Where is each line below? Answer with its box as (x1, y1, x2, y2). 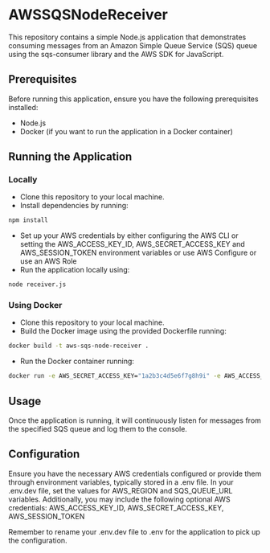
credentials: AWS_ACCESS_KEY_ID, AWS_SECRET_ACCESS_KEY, (8, 502, 224, 512)
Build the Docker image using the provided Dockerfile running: (19, 326, 227, 336)
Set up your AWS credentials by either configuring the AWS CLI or (19, 231, 239, 240)
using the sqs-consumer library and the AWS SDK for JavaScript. (8, 49, 224, 59)
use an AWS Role (19, 256, 77, 266)
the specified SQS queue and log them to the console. (8, 424, 187, 434)
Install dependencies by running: (19, 201, 129, 211)
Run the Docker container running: (19, 356, 135, 367)
